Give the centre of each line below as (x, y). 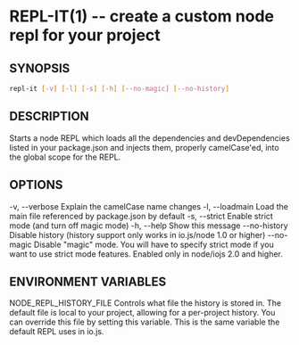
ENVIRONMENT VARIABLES (88, 281)
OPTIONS (36, 185)
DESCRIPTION (49, 116)
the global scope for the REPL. (65, 157)
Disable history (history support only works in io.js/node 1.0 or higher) (137, 234)
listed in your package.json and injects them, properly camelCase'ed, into (144, 147)
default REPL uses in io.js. (57, 332)
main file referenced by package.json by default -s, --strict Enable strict (141, 216)
